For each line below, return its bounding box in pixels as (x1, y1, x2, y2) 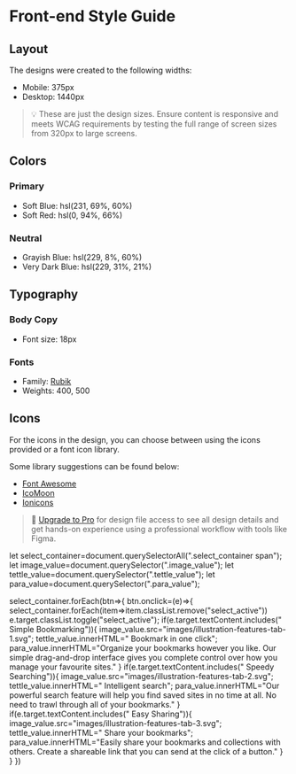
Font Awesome (21, 478, 77, 489)
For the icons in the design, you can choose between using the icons (9, 434, 261, 445)
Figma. (30, 533, 57, 544)
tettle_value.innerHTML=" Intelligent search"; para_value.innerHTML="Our (9, 680, 280, 691)
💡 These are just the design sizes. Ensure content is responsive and (30, 109, 279, 119)
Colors (9, 153, 47, 169)
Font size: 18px (21, 334, 77, 344)
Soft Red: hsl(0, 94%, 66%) (21, 210, 123, 221)
